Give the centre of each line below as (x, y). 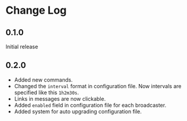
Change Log (36, 10)
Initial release (22, 46)
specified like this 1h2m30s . (46, 92)
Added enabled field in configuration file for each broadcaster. (90, 105)
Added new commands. (43, 80)
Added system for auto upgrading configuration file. (78, 111)
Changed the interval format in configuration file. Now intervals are (98, 86)
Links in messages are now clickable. (60, 98)
